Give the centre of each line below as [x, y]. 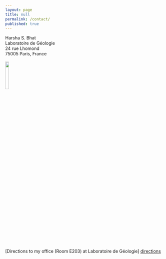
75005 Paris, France [26, 54]
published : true [22, 24]
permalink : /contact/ [28, 19]
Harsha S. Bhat [20, 38]
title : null [17, 14]
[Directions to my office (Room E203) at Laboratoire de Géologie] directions [83, 251]
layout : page [19, 10]
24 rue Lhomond [22, 48]
